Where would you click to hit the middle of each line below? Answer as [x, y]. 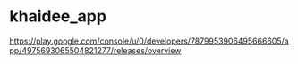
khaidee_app [58, 16]
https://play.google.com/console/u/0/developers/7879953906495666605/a [149, 41]
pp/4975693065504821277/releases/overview [95, 50]
